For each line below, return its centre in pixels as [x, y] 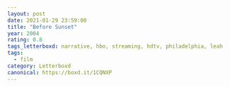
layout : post [27, 14]
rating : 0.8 [25, 40]
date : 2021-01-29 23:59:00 [47, 20]
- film [23, 60]
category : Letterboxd [39, 66]
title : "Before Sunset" [42, 27]
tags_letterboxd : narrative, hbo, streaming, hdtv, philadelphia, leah [115, 46]
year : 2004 [23, 33]
